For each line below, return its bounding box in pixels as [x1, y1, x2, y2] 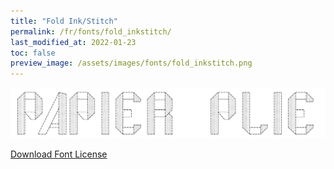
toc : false [10, 48, 56, 58]
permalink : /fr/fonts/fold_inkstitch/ [10, 26, 172, 37]
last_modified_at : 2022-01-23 [10, 37, 137, 47]
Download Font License [10, 148, 108, 160]
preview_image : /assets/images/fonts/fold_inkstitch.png [10, 58, 253, 69]
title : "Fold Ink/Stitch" [10, 16, 118, 26]
